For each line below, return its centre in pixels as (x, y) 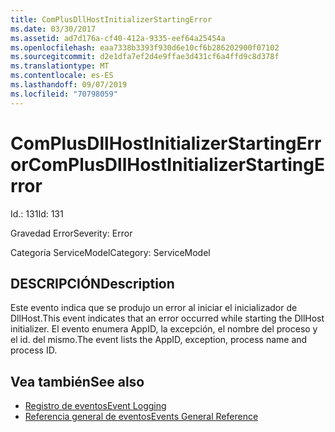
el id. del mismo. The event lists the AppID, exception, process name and (159, 340)
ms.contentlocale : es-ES (62, 76)
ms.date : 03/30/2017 (53, 29)
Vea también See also (77, 381)
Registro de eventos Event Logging (95, 406)
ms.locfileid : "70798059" (64, 94)
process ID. (34, 350)
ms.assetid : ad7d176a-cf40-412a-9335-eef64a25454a (118, 38)
